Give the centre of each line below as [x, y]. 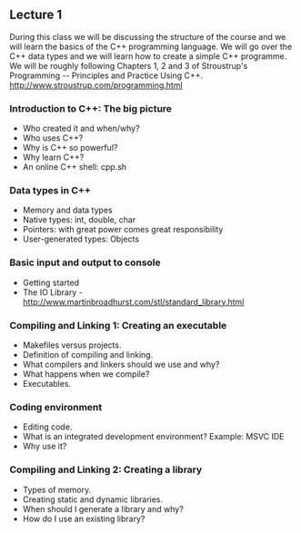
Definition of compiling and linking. [88, 355]
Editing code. [47, 427]
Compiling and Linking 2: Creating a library [106, 469]
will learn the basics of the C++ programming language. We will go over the [151, 46]
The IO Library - [53, 292]
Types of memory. [57, 489]
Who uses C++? [53, 138]
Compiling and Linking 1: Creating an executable [118, 325]
